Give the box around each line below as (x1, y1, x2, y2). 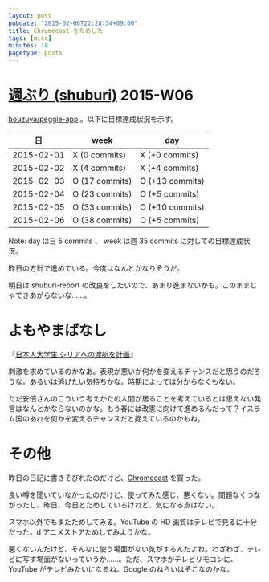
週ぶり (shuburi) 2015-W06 (8, 86, 194, 104)
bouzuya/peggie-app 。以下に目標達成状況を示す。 (8, 114, 178, 124)
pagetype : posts (8, 49, 63, 57)
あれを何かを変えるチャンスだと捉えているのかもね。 (29, 413, 205, 423)
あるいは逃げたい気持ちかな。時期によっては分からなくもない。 (29, 376, 240, 386)
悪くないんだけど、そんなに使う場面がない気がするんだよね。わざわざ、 (8, 543, 247, 554)
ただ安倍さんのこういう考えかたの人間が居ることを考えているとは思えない (8, 393, 255, 403)
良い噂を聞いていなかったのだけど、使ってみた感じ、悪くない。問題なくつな (8, 490, 261, 499)
